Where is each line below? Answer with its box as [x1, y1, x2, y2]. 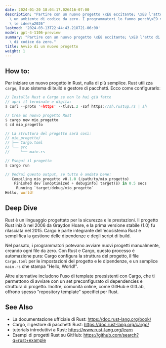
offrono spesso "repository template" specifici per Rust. [5, 289, 119, 295]
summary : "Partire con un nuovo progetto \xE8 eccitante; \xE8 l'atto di [5, 35, 161, 40]
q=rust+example [12, 337, 46, 343]
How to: [5, 67, 30, 75]
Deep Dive [5, 204, 38, 213]
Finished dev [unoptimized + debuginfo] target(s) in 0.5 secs [14, 181, 147, 186]
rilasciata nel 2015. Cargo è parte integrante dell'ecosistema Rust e [5, 227, 141, 233]
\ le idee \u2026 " [9, 21, 45, 26]
